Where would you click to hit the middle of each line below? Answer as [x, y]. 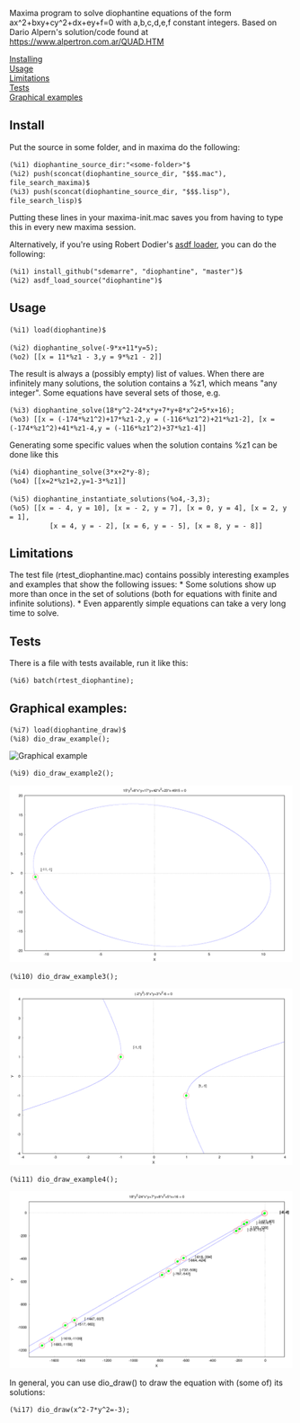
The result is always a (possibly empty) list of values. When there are [137, 373]
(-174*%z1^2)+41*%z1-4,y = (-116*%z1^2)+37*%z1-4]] [108, 428]
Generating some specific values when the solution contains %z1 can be [144, 445]
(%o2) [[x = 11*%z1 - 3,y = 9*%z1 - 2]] [86, 357]
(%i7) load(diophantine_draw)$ [68, 730]
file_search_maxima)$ [50, 182]
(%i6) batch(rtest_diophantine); [72, 681]
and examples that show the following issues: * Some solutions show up [143, 584]
